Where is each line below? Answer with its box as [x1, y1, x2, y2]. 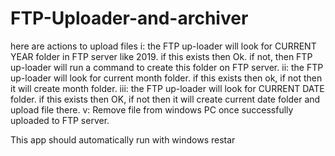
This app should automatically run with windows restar [10, 133, 236, 146]
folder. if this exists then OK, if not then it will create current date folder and [10, 93, 321, 105]
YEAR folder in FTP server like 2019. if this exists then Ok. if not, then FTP [10, 50, 313, 62]
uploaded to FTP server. [10, 114, 110, 126]
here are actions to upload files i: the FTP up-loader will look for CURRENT [10, 40, 317, 52]
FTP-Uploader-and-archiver [10, 7, 249, 30]
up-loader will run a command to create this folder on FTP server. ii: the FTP [10, 61, 324, 73]
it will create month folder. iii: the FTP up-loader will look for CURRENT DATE [10, 82, 325, 94]
